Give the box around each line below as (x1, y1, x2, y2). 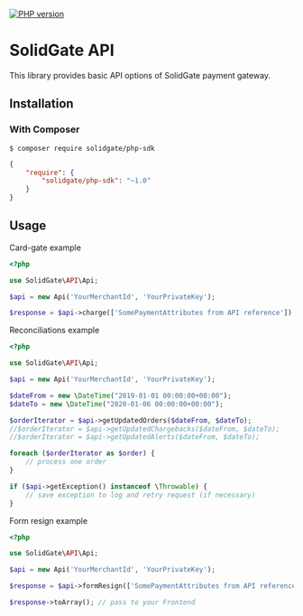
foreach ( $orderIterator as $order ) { (9, 449, 155, 458)
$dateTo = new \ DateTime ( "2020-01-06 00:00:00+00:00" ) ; (9, 399, 224, 408)
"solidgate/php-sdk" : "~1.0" (41, 176, 151, 185)
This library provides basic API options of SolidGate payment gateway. (9, 70, 271, 80)
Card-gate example (9, 242, 81, 253)
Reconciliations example (9, 325, 100, 336)
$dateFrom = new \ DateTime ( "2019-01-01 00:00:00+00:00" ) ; (9, 391, 232, 400)
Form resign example (9, 515, 88, 526)
